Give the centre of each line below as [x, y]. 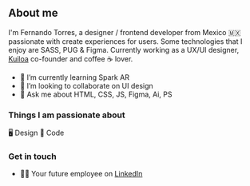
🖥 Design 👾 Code [36, 133]
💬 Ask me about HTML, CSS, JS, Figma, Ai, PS [96, 94]
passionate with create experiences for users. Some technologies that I [125, 41]
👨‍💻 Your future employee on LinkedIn [81, 174]
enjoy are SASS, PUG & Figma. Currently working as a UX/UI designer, [124, 49]
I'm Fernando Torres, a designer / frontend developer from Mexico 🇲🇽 [125, 32]
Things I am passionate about [67, 115]
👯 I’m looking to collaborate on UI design [86, 85]
